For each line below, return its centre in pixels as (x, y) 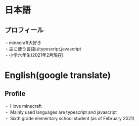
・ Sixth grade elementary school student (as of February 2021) (69, 118)
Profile (15, 94)
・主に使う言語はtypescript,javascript (43, 49)
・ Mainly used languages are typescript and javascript (61, 112)
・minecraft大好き (23, 43)
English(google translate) (58, 75)
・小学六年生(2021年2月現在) (34, 55)
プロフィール (24, 30)
